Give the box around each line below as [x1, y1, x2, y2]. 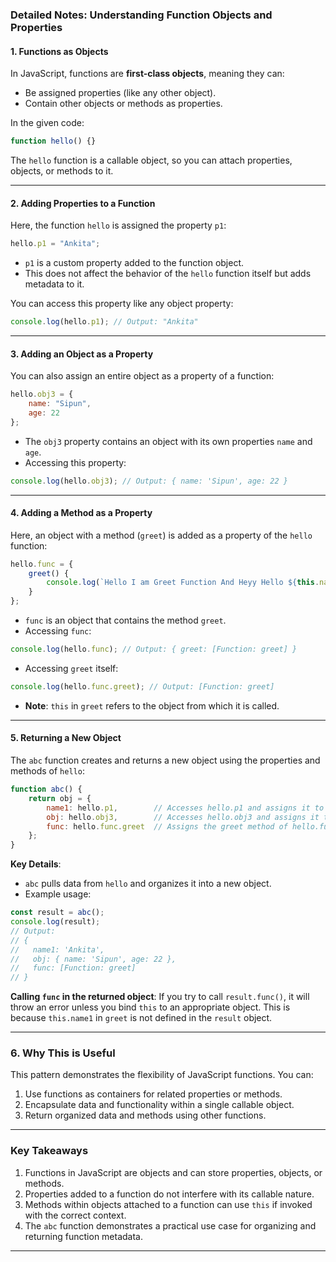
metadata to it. [24, 278, 85, 290]
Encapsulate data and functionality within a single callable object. [24, 1099, 295, 1111]
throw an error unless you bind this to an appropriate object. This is [10, 1001, 291, 1013]
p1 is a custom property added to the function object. [24, 257, 245, 269]
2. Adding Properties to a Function [10, 197, 156, 209]
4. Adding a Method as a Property [10, 507, 153, 519]
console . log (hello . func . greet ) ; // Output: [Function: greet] [10, 681, 275, 692]
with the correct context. [24, 1209, 127, 1221]
